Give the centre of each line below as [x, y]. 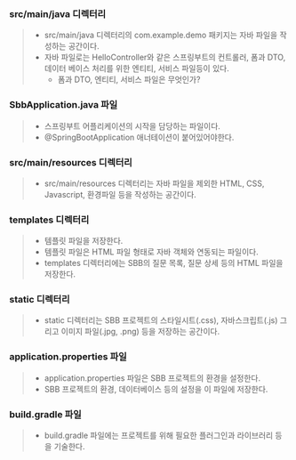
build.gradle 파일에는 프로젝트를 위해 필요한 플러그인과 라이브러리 [159, 436]
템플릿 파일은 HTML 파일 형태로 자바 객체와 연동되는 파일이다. [152, 252]
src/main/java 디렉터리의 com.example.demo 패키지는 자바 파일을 [161, 35]
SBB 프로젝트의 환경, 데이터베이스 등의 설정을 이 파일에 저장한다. [156, 389]
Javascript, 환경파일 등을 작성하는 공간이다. [120, 194]
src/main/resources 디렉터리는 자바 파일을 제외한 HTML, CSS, [154, 183]
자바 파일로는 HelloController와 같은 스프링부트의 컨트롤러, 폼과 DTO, [165, 57]
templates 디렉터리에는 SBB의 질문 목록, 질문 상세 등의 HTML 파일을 [164, 263]
